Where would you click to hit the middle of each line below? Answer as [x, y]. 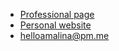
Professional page [57, 14]
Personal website [55, 25]
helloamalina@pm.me [64, 35]
